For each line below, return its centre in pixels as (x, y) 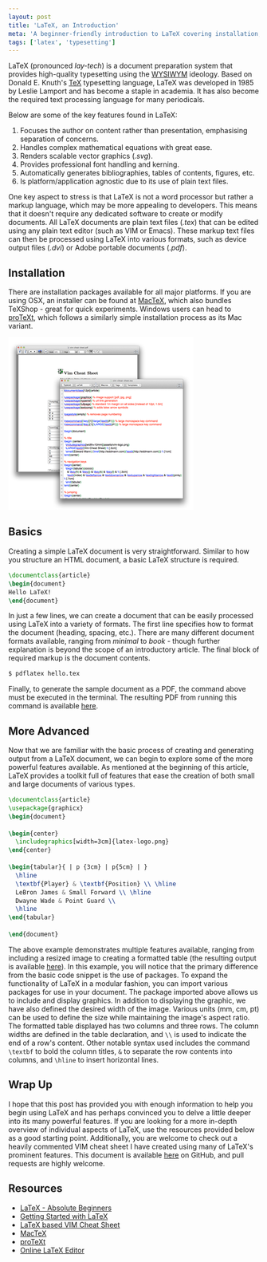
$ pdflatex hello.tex (44, 674)
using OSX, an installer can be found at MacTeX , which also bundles (120, 301)
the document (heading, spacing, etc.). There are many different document (132, 633)
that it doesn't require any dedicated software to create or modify (116, 214)
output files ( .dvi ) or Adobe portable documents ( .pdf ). (98, 248)
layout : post (30, 17)
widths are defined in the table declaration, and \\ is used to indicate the (128, 1034)
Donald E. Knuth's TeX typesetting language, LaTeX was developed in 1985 (131, 83)
